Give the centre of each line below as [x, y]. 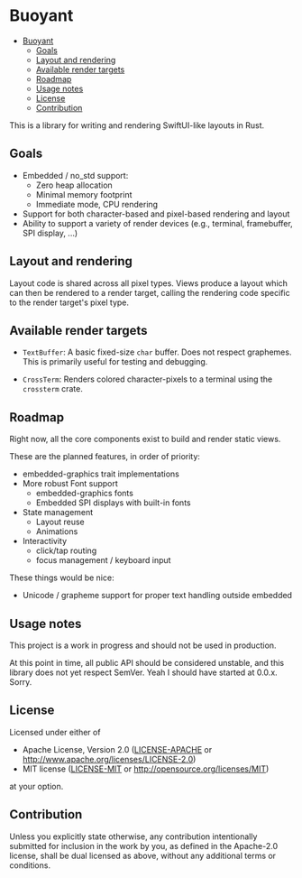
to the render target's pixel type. [69, 302]
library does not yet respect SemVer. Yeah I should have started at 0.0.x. [143, 672]
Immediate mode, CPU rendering [97, 204]
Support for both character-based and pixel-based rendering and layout [156, 214]
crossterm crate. [52, 389]
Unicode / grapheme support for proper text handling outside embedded [157, 596]
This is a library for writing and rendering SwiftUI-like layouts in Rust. [137, 125]
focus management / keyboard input [103, 560]
